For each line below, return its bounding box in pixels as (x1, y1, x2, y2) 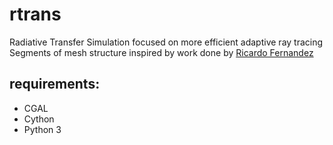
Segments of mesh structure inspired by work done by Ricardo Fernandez (9, 46, 314, 58)
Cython (23, 113, 55, 125)
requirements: (9, 76, 101, 93)
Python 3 (23, 123, 62, 135)
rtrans (9, 3, 62, 26)
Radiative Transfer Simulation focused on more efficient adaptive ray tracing (9, 36, 324, 48)
